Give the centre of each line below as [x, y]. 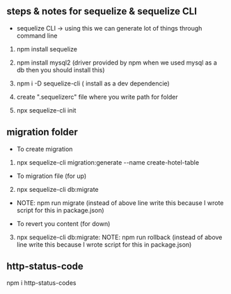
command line [37, 35]
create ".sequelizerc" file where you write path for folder [97, 97]
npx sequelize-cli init [46, 110]
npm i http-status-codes [41, 283]
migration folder [42, 132]
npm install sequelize [47, 49]
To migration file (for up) [51, 176]
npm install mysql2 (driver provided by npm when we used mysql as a [117, 63]
